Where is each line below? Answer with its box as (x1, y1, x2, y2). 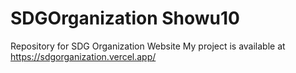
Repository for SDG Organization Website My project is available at (10, 40, 286, 52)
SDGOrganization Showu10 (10, 7, 240, 30)
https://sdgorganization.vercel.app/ (10, 50, 157, 62)
